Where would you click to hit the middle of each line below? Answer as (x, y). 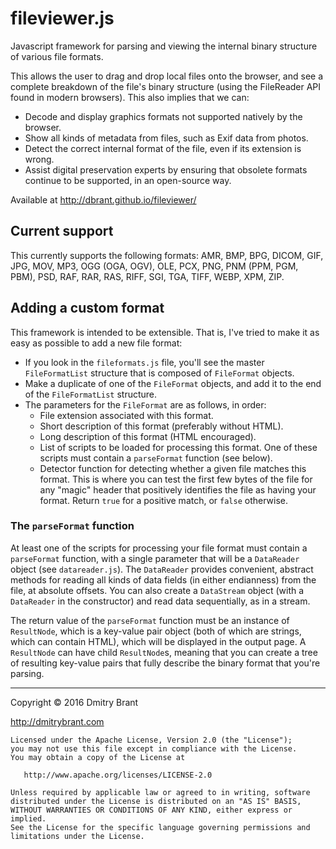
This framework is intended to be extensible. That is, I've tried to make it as (165, 332)
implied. (28, 818)
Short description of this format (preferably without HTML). (161, 426)
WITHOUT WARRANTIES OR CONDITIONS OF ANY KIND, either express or (151, 810)
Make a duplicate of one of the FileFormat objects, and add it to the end (173, 383)
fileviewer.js (62, 18)
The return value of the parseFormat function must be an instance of (150, 620)
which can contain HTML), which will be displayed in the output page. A (158, 641)
